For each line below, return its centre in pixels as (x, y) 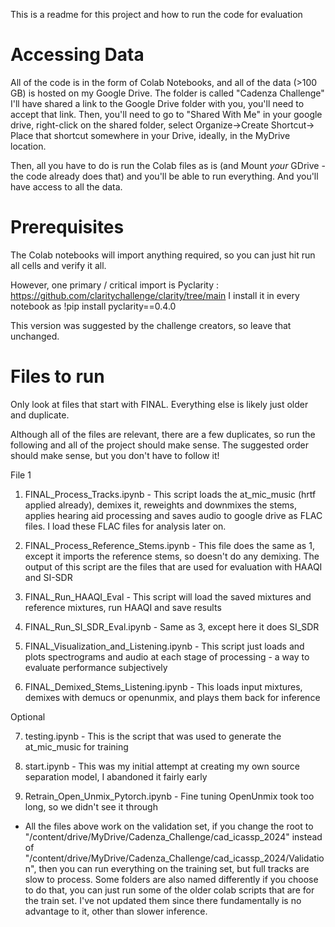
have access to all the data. (66, 186)
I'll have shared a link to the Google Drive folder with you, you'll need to (157, 103)
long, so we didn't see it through (91, 806)
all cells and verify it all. (58, 265)
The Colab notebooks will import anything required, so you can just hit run (163, 255)
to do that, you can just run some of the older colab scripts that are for (169, 890)
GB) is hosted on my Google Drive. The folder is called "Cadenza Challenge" (167, 93)
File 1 (21, 475)
